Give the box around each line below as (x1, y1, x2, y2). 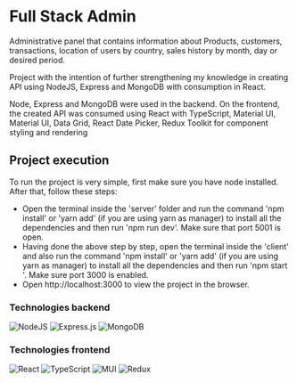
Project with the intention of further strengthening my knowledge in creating (9, 71, 289, 82)
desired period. (9, 54, 65, 65)
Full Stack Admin (9, 6, 136, 27)
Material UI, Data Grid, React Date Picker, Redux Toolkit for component (9, 118, 269, 128)
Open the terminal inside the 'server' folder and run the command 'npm (21, 203, 285, 214)
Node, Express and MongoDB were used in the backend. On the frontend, (9, 98, 280, 109)
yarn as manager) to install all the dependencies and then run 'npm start (21, 260, 288, 271)
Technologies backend (9, 301, 111, 314)
